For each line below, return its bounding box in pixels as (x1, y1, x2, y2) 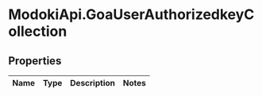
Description (70, 78, 115, 88)
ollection (8, 22, 67, 40)
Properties (8, 54, 62, 67)
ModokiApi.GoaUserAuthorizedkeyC (8, 6, 255, 24)
